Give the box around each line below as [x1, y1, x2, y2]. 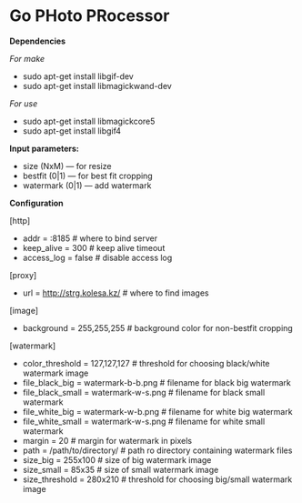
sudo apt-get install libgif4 [22, 125, 121, 136]
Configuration [9, 197, 64, 208]
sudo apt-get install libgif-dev [22, 70, 134, 82]
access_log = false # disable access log [22, 252, 173, 263]
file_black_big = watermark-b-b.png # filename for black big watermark [22, 377, 291, 387]
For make [9, 53, 45, 64]
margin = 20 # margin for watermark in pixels [22, 435, 193, 446]
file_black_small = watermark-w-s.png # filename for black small [22, 387, 266, 397]
